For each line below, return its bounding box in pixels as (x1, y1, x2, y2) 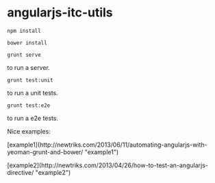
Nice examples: (7, 127, 51, 135)
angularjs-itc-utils (7, 5, 113, 21)
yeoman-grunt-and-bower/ (7, 147, 84, 156)
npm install (7, 27, 41, 34)
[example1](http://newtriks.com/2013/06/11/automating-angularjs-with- (7, 141, 207, 149)
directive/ (7, 168, 34, 176)
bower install (7, 39, 48, 46)
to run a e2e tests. (7, 114, 58, 122)
